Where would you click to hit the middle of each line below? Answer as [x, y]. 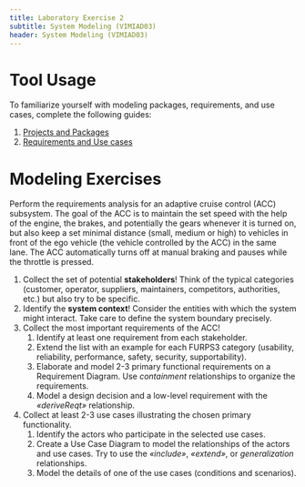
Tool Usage [53, 80]
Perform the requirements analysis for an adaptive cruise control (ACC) [143, 204]
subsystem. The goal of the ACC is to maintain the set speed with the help [148, 214]
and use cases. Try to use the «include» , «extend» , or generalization [165, 454]
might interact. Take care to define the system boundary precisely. [147, 319]
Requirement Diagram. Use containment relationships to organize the [166, 376]
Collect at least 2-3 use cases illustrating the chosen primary [137, 415]
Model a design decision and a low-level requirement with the [152, 396]
